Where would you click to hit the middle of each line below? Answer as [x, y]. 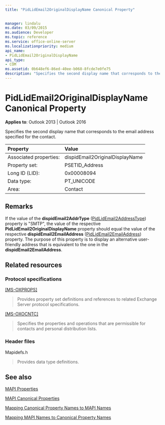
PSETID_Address [84, 165]
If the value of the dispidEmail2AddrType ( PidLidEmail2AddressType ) [76, 218]
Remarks [19, 207]
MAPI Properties [22, 389]
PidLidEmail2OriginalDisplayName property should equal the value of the [80, 228]
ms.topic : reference [26, 37]
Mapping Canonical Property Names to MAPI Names [58, 408]
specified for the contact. [31, 137]
